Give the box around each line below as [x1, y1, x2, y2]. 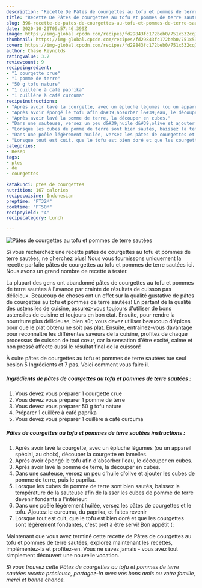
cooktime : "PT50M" [6, 204, 52, 210]
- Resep [6, 148, 26, 154]
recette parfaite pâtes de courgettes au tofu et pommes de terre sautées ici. [6, 261, 194, 268]
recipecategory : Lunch [6, 215, 63, 221]
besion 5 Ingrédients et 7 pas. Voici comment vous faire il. [6, 361, 150, 368]
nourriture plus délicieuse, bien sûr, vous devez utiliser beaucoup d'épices [6, 318, 191, 325]
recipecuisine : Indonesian [6, 193, 74, 199]
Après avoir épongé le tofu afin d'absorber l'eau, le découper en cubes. [14, 457, 193, 464]
